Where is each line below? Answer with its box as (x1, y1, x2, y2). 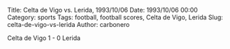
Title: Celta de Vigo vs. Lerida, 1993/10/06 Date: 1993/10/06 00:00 (7, 6, 198, 14)
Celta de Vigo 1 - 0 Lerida (7, 34, 81, 42)
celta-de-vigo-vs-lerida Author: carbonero (7, 21, 130, 28)
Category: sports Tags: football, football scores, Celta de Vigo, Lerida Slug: (7, 13, 224, 21)
